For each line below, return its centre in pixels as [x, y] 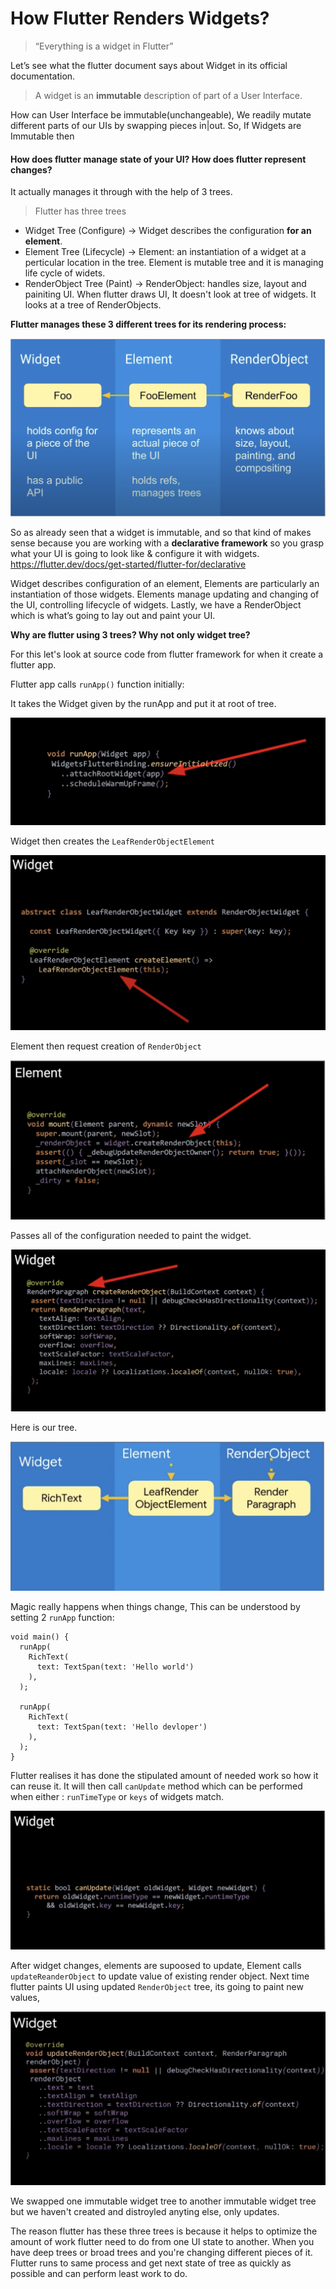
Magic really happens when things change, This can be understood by [155, 1606]
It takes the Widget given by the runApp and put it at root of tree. [143, 704]
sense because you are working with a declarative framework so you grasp [167, 543]
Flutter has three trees [80, 211]
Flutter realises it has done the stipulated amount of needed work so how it [164, 1775]
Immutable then [42, 136]
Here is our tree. [44, 1427]
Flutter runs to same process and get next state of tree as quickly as [151, 2263]
